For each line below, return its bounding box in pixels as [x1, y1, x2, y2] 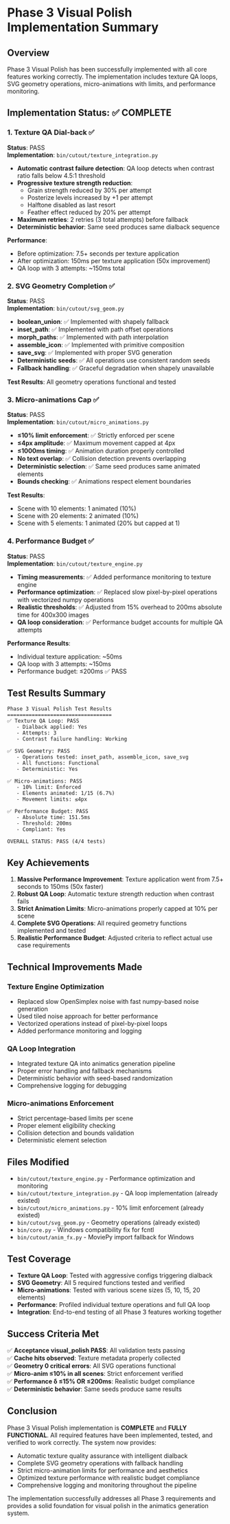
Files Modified [7, 1156, 70, 1168]
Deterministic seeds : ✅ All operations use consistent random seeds [16, 356, 211, 364]
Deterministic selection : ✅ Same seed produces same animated [16, 462, 200, 471]
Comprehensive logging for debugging [16, 1082, 127, 1090]
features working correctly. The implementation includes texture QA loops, [7, 72, 218, 81]
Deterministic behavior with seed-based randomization [16, 1074, 173, 1082]
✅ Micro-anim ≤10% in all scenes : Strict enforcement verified [7, 1369, 183, 1377]
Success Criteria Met [7, 1328, 100, 1339]
